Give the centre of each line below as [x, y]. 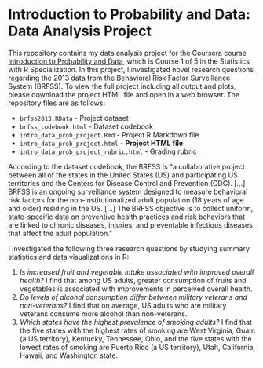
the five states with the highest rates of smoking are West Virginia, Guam [137, 330]
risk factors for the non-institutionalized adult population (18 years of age [126, 200]
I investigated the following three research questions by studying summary [129, 248]
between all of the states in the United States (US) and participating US [123, 175]
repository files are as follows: [57, 103]
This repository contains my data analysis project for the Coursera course [128, 53]
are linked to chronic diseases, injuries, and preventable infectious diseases [131, 224]
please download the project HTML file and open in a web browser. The [124, 94]
